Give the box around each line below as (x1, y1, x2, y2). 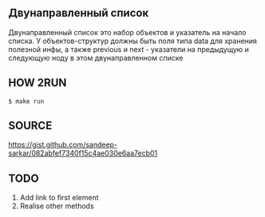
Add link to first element (19, 193, 99, 203)
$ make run (8, 97, 45, 105)
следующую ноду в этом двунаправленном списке (8, 53, 184, 62)
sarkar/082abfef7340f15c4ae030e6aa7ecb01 (8, 148, 158, 158)
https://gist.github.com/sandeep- (8, 140, 118, 150)
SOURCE (8, 119, 53, 132)
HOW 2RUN (8, 76, 67, 90)
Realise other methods (19, 201, 94, 211)
